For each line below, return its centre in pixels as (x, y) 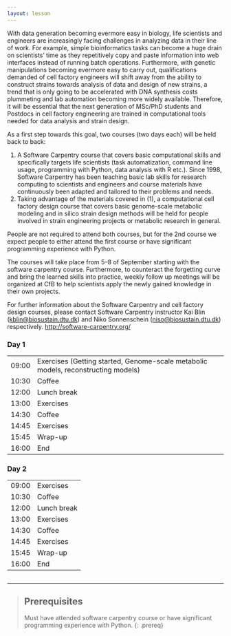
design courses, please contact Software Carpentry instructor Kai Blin (106, 312)
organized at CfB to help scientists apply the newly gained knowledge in (109, 284)
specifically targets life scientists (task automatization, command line (115, 162)
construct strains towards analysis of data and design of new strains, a (107, 84)
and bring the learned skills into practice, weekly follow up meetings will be (113, 277)
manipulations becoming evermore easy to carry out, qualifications (102, 70)
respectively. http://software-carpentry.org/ (69, 326)
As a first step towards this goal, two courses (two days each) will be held (112, 134)
